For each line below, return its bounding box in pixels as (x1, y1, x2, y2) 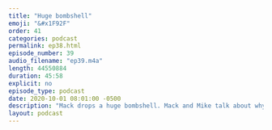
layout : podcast (8, 110, 63, 118)
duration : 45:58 (8, 72, 63, 80)
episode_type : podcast (8, 86, 85, 95)
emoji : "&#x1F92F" (8, 19, 70, 27)
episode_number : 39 (8, 49, 74, 57)
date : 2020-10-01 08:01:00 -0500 (8, 94, 121, 103)
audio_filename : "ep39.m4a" (8, 57, 104, 65)
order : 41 (8, 27, 42, 35)
